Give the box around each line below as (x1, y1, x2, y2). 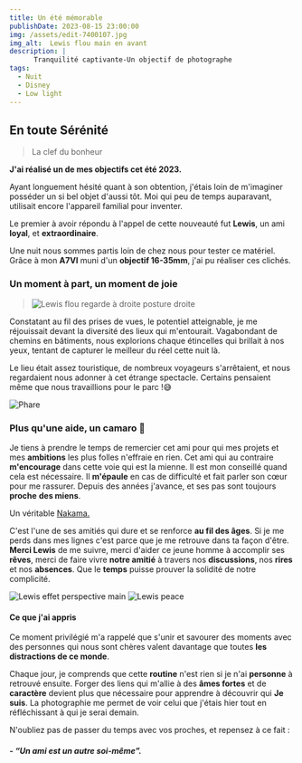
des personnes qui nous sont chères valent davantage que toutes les (9, 642, 268, 653)
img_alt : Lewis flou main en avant (9, 38, 147, 48)
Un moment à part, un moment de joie (9, 278, 178, 291)
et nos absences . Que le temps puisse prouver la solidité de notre (9, 563, 256, 575)
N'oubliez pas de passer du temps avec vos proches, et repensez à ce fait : (9, 725, 291, 736)
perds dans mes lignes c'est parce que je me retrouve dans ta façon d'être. (9, 535, 289, 546)
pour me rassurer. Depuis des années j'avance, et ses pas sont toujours (9, 481, 277, 491)
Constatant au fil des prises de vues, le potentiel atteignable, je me (9, 316, 258, 327)
